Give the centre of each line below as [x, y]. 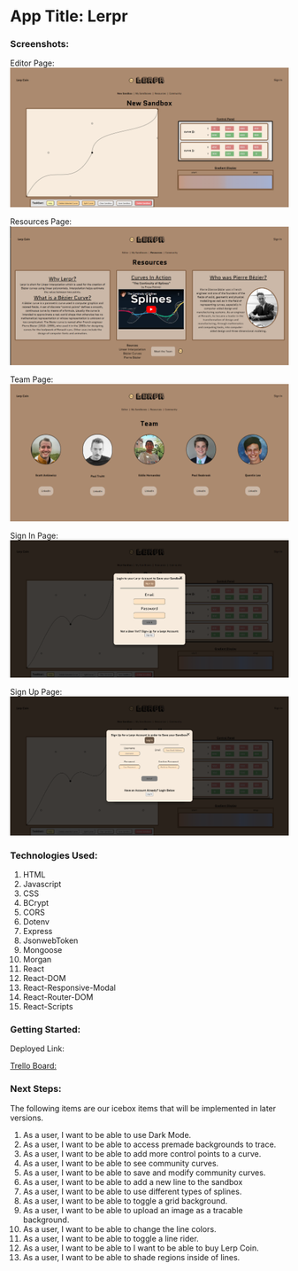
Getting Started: [46, 1030]
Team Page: [32, 379]
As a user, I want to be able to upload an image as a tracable [133, 1210]
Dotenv [36, 922]
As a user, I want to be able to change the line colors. [119, 1228]
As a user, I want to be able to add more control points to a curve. [142, 1153]
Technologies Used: [54, 855]
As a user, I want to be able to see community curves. [121, 1163]
